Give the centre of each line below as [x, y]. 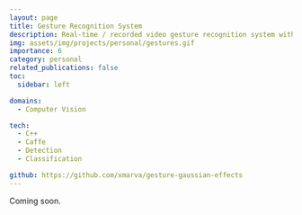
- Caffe [32, 142]
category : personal [46, 59]
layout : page [34, 18]
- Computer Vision [52, 109]
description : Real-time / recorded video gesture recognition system [142, 34]
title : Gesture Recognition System [76, 26]
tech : [19, 125]
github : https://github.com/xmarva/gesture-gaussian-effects [126, 175]
